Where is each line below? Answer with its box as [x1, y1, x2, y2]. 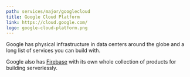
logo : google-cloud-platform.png [6, 24, 88, 31]
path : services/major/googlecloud [6, 8, 91, 15]
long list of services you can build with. [6, 47, 101, 54]
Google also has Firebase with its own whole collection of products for [6, 58, 177, 65]
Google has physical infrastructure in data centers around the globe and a [6, 41, 185, 48]
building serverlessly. [6, 65, 57, 72]
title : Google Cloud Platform [6, 14, 80, 20]
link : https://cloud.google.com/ [6, 19, 88, 25]
